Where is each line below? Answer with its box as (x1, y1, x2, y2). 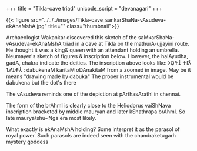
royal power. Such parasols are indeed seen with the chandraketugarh (6, 132, 176, 139)
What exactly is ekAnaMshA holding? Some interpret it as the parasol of (6, 126, 181, 133)
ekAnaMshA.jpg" (6, 23, 47, 29)
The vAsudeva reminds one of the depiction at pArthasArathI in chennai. (6, 90, 181, 98)
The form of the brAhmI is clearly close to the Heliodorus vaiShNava (6, 102, 171, 109)
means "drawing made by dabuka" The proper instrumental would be (6, 73, 174, 80)
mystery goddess (6, 138, 49, 145)
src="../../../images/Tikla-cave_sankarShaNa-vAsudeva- (31, 16, 166, 23)
